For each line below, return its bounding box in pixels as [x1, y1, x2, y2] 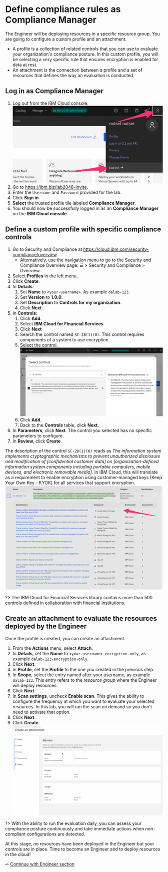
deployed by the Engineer [5, 622, 87, 631]
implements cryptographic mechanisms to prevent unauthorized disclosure [5, 453, 160, 459]
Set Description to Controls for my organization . [19, 299, 121, 305]
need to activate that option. [12, 709, 71, 715]
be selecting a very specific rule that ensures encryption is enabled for [12, 56, 158, 62]
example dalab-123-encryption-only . [12, 656, 89, 662]
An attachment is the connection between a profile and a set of [12, 67, 142, 73]
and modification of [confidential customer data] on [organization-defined [5, 459, 159, 465]
